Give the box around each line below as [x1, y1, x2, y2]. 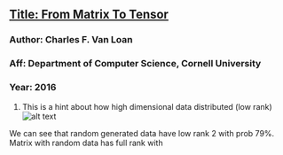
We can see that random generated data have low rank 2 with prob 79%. [9, 128, 275, 138]
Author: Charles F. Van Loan [9, 34, 133, 46]
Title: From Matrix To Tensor [9, 7, 169, 22]
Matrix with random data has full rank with [9, 137, 163, 148]
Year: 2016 [9, 81, 57, 94]
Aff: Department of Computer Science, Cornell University [9, 58, 262, 70]
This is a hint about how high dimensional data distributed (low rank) [21, 101, 272, 112]
